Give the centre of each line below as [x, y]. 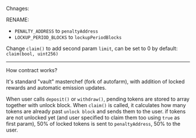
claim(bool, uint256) [32, 54]
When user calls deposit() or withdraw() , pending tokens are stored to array [98, 99]
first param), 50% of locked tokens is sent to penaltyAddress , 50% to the [93, 124]
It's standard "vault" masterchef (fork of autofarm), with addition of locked [95, 82]
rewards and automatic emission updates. [56, 88]
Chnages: [17, 8]
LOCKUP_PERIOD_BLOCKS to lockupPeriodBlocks [68, 37]
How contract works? [32, 70]
